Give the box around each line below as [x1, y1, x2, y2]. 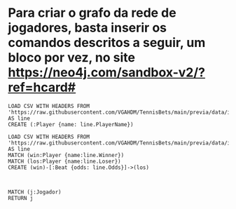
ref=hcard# [8, 79, 76, 95]
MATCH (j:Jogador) [8, 188, 62, 196]
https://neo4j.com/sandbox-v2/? [8, 65, 206, 81]
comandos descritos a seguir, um [8, 35, 206, 50]
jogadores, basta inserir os [8, 20, 167, 36]
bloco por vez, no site [8, 50, 136, 66]
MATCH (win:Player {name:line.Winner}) [8, 151, 125, 159]
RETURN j [8, 194, 34, 201]
